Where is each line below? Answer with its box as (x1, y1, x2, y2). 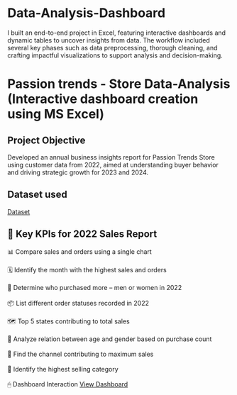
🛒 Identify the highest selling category (7, 365, 118, 373)
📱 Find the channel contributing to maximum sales (7, 350, 154, 358)
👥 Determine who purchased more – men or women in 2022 (7, 283, 182, 291)
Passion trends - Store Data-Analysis (7, 76, 231, 92)
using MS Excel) (7, 106, 104, 122)
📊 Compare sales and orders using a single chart (7, 247, 153, 256)
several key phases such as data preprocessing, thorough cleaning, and (7, 43, 218, 52)
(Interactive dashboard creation (7, 91, 199, 107)
